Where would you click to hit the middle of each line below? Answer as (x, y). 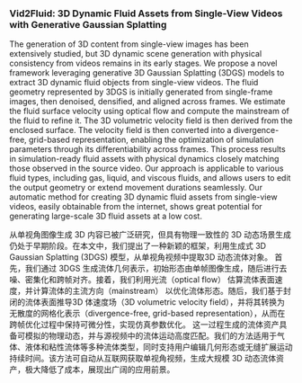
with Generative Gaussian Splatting (88, 24)
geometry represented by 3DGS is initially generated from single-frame (141, 92)
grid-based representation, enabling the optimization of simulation (151, 140)
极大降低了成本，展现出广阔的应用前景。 (100, 370)
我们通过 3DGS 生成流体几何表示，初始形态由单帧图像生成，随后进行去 (156, 269)
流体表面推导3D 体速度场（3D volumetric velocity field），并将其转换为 (155, 302)
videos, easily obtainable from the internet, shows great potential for (136, 207)
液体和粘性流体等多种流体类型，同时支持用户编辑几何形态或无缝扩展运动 (159, 347)
